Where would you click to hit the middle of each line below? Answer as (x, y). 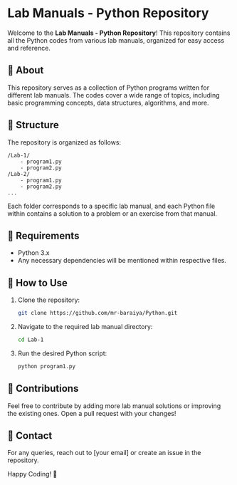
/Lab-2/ (19, 174)
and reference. (29, 48)
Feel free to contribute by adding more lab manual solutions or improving (114, 406)
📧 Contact (30, 436)
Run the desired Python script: (62, 353)
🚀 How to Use (37, 283)
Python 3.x (33, 253)
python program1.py (47, 366)
